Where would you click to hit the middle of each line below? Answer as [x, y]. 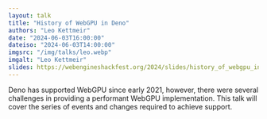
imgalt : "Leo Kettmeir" [48, 60]
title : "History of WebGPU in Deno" [69, 23]
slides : [21, 67]
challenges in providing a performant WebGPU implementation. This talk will [133, 98]
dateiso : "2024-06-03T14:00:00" [62, 45]
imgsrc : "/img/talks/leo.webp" [60, 52]
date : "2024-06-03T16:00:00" [56, 38]
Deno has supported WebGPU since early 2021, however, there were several [133, 90]
